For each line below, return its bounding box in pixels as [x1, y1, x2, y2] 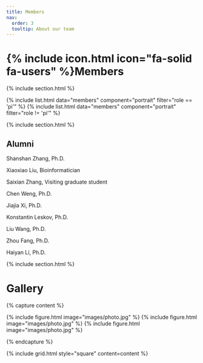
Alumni [6, 139, 35, 149]
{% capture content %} [6, 301, 64, 309]
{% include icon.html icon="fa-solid [6, 52, 192, 65]
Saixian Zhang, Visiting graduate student [6, 178, 108, 185]
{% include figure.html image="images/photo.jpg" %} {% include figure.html [6, 313, 198, 321]
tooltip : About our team [12, 25, 75, 32]
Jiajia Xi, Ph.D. [6, 202, 42, 209]
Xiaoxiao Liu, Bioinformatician [6, 167, 81, 173]
